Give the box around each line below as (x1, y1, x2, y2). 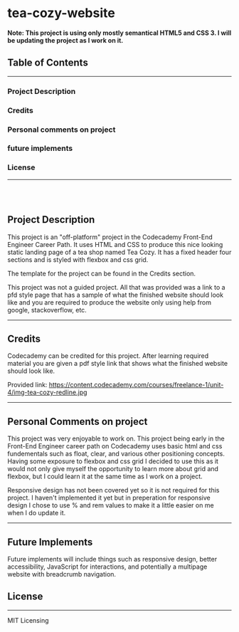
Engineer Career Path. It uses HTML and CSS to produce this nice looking (7, 240, 223, 248)
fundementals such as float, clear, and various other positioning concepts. (7, 450, 225, 458)
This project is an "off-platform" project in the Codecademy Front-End (7, 233, 213, 241)
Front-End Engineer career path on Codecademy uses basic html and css (7, 442, 223, 451)
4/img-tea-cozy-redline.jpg (7, 388, 87, 396)
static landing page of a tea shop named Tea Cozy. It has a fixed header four (7, 248, 232, 256)
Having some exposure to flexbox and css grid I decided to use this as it (7, 457, 219, 465)
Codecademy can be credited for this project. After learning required (7, 352, 209, 360)
